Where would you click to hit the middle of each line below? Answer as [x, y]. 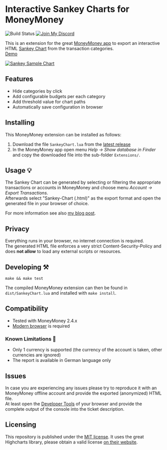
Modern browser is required [41, 326]
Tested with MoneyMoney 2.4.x [45, 321]
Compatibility [27, 309]
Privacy [17, 229]
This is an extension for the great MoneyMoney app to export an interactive [83, 43]
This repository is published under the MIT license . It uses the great [75, 437]
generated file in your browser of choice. [47, 204]
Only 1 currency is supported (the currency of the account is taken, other [87, 350]
